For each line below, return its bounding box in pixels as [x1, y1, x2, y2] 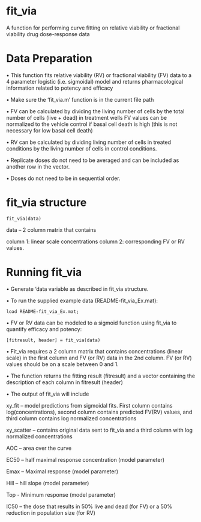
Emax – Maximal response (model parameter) [6, 468, 119, 475]
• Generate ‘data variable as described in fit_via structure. [6, 285, 149, 293]
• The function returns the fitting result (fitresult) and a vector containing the [6, 372, 196, 379]
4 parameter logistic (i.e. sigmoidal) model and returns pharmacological [6, 78, 184, 85]
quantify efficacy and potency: [6, 325, 82, 332]
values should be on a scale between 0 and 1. [6, 360, 119, 368]
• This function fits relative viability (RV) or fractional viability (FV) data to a [6, 71, 192, 79]
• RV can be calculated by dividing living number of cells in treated [6, 138, 172, 146]
